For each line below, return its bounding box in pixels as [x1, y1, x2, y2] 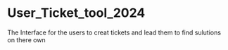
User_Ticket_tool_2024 [7, 5, 146, 21]
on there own [7, 35, 46, 44]
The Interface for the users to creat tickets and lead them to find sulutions [7, 28, 222, 37]
